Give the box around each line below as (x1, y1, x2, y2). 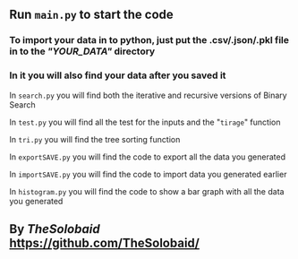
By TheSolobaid (9, 221, 100, 237)
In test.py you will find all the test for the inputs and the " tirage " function (9, 117, 281, 127)
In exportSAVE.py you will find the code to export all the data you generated (9, 151, 286, 162)
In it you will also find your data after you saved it (9, 69, 226, 82)
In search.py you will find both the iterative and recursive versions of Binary (9, 90, 288, 100)
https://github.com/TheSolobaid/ (9, 236, 200, 250)
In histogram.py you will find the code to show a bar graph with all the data (9, 186, 285, 196)
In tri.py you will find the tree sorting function (9, 134, 181, 144)
